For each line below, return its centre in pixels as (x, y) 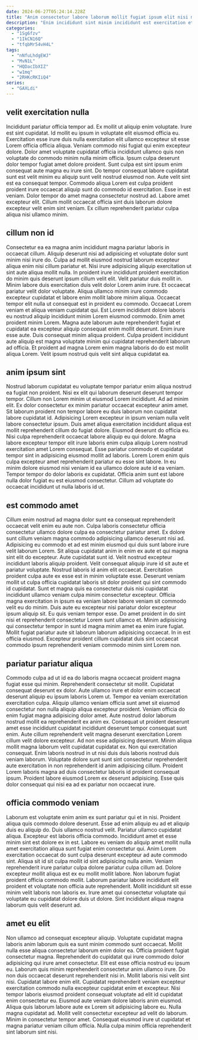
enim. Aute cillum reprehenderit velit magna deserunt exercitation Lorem (94, 734)
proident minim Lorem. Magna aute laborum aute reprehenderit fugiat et (93, 322)
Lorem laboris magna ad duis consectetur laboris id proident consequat (93, 771)
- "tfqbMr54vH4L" (33, 45)
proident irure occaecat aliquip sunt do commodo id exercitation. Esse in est (98, 189)
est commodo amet (42, 505)
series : (16, 83)
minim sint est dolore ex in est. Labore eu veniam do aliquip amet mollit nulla (99, 842)
